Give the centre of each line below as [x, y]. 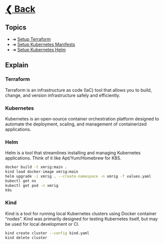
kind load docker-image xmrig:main [42, 172]
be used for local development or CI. [42, 224]
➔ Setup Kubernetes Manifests [44, 44]
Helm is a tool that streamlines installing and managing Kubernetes [73, 153]
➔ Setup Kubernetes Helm [39, 50]
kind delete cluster [26, 238]
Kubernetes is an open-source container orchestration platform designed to [82, 119]
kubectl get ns [21, 181]
